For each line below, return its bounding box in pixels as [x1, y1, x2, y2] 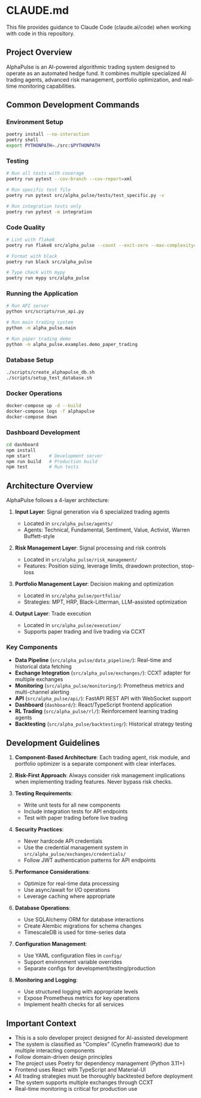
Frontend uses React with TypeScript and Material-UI [14, 1066, 147, 1073]
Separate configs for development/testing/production [23, 965, 156, 972]
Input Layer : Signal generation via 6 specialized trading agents [14, 508, 170, 515]
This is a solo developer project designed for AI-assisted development [14, 1034, 188, 1042]
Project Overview [6, 47, 72, 58]
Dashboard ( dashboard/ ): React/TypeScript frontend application [14, 701, 172, 709]
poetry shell [6, 137, 39, 143]
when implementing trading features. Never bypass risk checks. [14, 778, 173, 786]
